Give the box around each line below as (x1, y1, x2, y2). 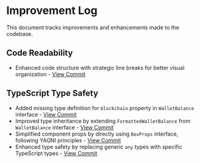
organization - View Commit (15, 71, 86, 78)
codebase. (6, 30, 34, 37)
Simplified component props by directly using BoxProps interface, (15, 130, 179, 137)
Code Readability (6, 48, 73, 58)
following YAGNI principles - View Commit (15, 136, 121, 144)
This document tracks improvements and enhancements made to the (6, 24, 180, 31)
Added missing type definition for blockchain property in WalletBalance (15, 104, 195, 111)
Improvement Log (6, 4, 98, 18)
